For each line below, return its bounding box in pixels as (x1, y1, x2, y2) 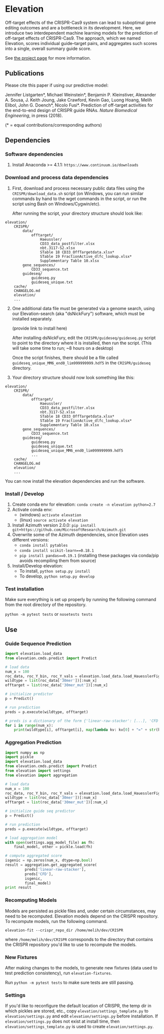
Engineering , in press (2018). (5, 112, 63, 118)
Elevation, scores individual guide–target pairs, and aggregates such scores (5, 40, 158, 46)
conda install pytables (19, 543, 68, 548)
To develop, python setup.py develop (19, 573, 95, 579)
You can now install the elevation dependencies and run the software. (5, 478, 145, 484)
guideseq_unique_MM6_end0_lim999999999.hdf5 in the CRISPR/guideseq (12, 360, 151, 365)
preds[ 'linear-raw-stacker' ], (24, 867, 86, 872)
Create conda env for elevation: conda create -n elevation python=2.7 (12, 501, 156, 507)
